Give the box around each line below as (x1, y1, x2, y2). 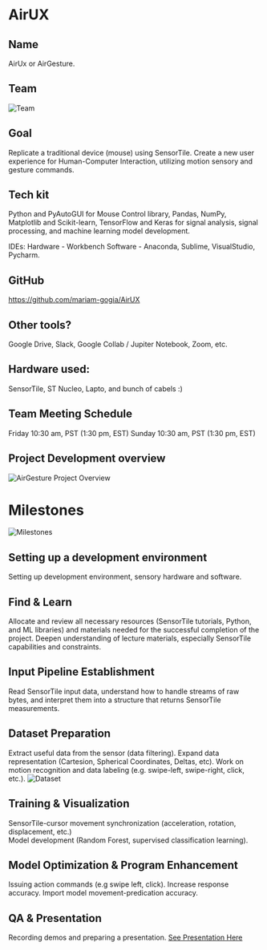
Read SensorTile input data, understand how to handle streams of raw (8, 686, 240, 696)
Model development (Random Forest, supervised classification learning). (8, 835, 249, 845)
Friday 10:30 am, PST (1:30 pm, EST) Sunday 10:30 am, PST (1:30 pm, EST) (8, 428, 257, 438)
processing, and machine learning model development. (8, 226, 191, 236)
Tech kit (8, 188, 50, 202)
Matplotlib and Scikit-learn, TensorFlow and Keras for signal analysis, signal (8, 218, 258, 228)
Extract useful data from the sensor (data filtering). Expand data (8, 748, 220, 758)
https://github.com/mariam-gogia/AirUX (8, 295, 140, 305)
